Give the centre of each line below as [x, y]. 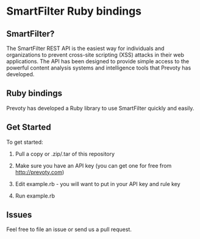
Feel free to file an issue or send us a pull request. [69, 229]
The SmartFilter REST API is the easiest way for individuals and [85, 48]
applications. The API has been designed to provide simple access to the [98, 61]
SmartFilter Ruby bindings [74, 11]
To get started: [25, 142]
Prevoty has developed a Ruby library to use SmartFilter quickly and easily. [100, 108]
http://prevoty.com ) [40, 172]
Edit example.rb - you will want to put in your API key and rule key [98, 184]
